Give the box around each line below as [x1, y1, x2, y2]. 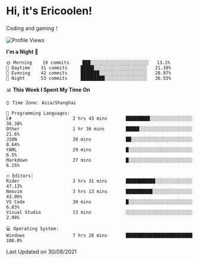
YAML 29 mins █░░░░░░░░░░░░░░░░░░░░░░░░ [6, 147, 193, 153]
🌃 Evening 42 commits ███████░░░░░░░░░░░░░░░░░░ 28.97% [6, 70, 171, 76]
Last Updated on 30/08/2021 [6, 248, 77, 255]
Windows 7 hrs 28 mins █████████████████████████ [6, 232, 193, 238]
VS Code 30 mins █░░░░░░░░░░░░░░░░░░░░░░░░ [6, 198, 193, 205]
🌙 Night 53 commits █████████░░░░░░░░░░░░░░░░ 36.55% [6, 75, 171, 81]
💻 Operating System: [6, 225, 59, 232]
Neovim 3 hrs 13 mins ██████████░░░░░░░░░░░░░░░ [6, 188, 193, 194]
